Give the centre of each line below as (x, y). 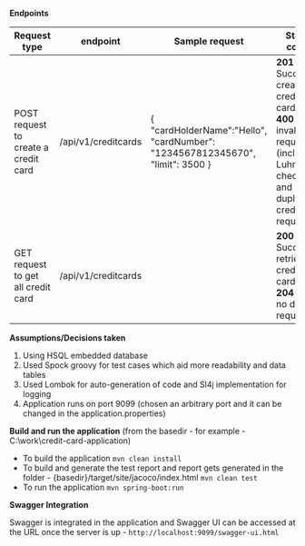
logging (37, 394)
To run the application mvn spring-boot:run (103, 487)
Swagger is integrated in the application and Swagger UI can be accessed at (152, 522)
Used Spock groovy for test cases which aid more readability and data (154, 365)
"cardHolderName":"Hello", (209, 130)
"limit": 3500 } (181, 164)
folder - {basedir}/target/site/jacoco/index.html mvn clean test (140, 477)
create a (32, 147)
